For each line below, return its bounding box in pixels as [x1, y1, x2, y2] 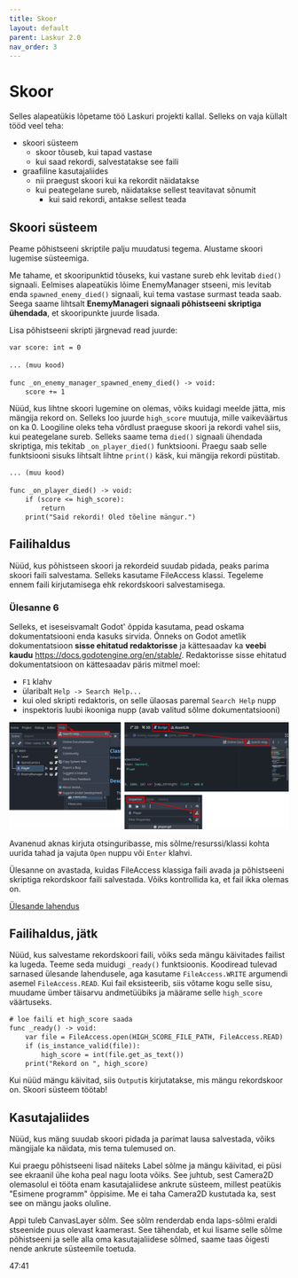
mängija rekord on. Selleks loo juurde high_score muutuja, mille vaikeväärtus [9, 412, 288, 423]
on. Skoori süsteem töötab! [9, 1085, 108, 1095]
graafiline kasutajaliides [21, 166, 109, 176]
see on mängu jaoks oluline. [9, 1198, 112, 1209]
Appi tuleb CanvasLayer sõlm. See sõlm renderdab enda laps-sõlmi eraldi [9, 1215, 278, 1226]
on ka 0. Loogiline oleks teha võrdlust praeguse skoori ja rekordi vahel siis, [9, 422, 281, 432]
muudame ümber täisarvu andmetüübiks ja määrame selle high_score [9, 987, 263, 998]
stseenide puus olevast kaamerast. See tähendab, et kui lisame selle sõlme [9, 1225, 283, 1235]
